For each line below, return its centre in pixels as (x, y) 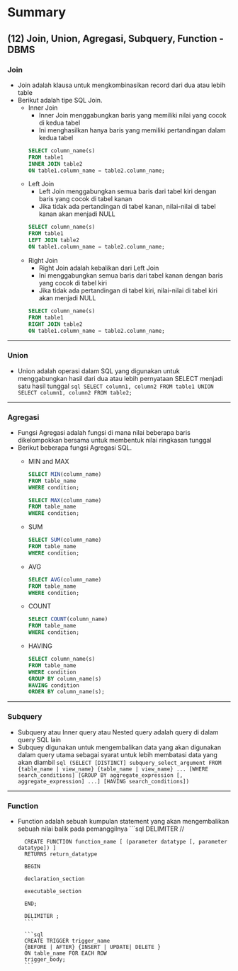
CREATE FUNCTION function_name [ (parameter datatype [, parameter (126, 841)
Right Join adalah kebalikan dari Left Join (99, 268)
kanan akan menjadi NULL (77, 214)
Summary (36, 12)
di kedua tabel (59, 123)
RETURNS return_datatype (61, 854)
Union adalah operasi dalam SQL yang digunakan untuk (98, 371)
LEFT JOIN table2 (54, 240)
